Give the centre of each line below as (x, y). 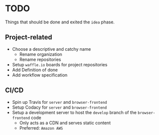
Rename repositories (40, 59)
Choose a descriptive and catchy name (51, 49)
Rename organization (41, 54)
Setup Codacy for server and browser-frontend (60, 107)
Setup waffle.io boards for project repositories (60, 64)
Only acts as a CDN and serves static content (65, 123)
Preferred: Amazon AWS (41, 128)
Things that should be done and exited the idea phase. (60, 22)
